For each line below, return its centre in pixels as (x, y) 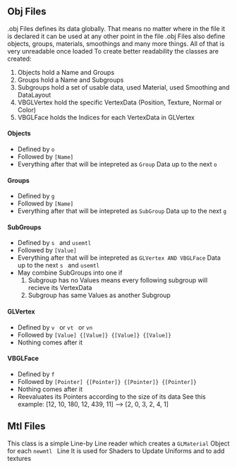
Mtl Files (26, 426)
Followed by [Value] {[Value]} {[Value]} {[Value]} (94, 335)
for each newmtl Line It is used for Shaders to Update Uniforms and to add (116, 450)
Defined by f (36, 374)
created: (19, 59)
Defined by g (36, 196)
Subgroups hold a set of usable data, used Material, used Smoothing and (123, 87)
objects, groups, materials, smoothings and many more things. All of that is (116, 43)
